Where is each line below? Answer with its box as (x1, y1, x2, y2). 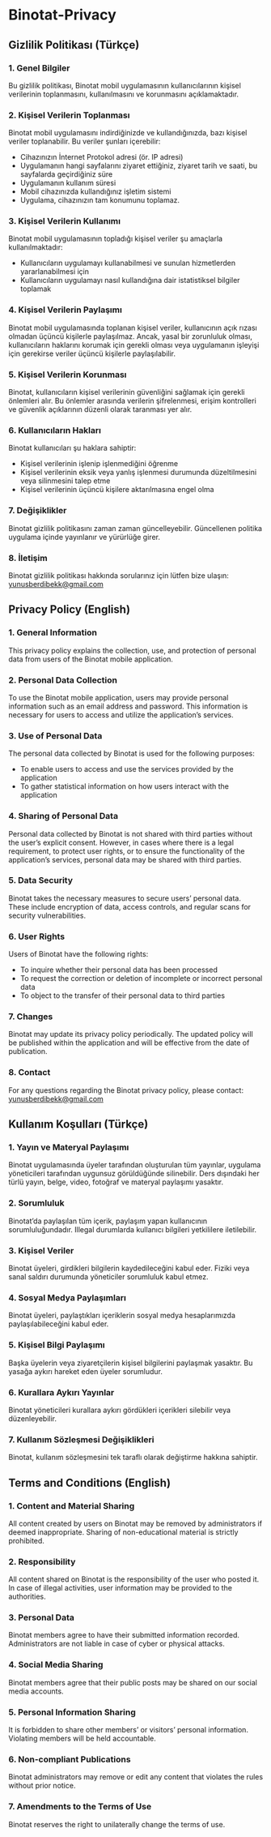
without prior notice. (8, 1781, 76, 1791)
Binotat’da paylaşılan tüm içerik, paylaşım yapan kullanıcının (8, 1216, 208, 1226)
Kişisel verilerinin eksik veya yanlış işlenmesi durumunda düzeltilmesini (19, 468, 257, 477)
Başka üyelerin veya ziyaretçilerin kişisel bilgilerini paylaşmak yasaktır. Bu (8, 1358, 253, 1368)
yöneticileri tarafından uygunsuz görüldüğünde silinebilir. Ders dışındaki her (8, 1169, 260, 1179)
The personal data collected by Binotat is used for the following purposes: (8, 748, 255, 759)
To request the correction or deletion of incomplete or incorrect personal (19, 974, 263, 983)
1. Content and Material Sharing (8, 1500, 135, 1511)
